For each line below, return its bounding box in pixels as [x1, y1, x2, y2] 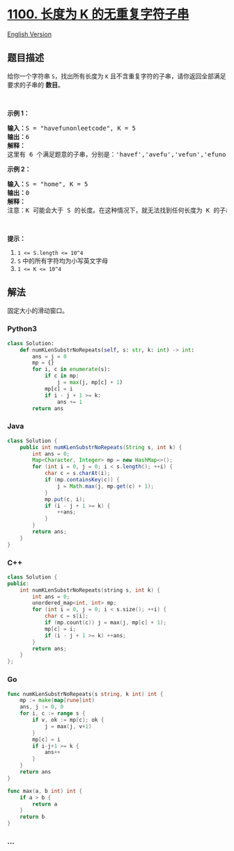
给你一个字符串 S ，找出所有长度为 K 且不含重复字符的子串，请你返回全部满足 [7, 71, 226, 80]
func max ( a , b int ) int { [7, 787, 82, 794]
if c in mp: [44, 372, 79, 379]
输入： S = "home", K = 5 [7, 180, 88, 188]
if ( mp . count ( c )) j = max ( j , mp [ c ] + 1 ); [44, 619, 167, 626]
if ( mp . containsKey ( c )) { [44, 477, 120, 483]
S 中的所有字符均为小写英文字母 [17, 256, 108, 265]
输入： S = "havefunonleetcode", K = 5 [7, 124, 136, 132]
